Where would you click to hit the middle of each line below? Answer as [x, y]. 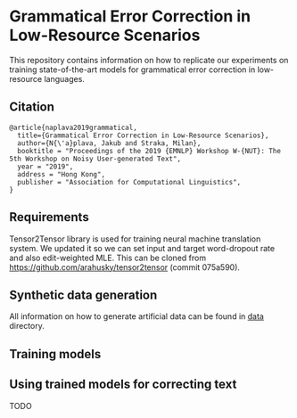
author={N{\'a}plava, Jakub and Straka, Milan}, [109, 143]
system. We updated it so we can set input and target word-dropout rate [142, 248]
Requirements [49, 217]
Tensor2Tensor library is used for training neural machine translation [135, 239]
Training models [55, 354]
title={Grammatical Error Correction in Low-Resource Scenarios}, [143, 135]
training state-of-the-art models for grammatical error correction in [132, 70]
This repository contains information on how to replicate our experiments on [149, 60]
